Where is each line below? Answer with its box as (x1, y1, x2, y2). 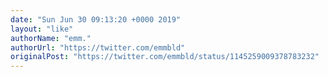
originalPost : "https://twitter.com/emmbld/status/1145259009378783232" (10, 52, 320, 62)
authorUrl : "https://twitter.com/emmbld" (10, 42, 186, 53)
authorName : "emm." (10, 33, 92, 43)
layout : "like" (10, 24, 74, 34)
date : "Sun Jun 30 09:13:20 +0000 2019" (10, 14, 182, 25)
